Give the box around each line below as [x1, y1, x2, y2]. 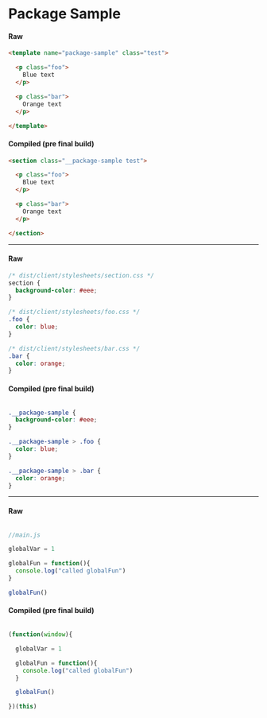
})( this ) [8, 703, 37, 711]
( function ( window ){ [8, 631, 73, 638]
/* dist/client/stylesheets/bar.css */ [8, 344, 141, 352]
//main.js [8, 530, 41, 539]
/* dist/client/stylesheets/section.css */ [8, 271, 155, 279]
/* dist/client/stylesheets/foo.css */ [8, 308, 141, 316]
